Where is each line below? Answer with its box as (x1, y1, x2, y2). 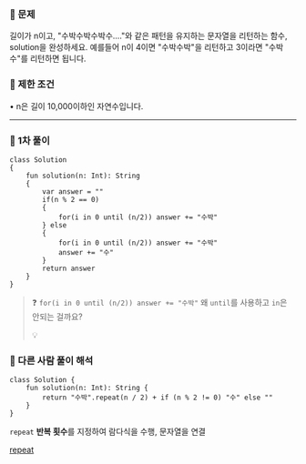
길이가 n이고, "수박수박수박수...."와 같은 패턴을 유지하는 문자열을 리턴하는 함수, (9, 30, 289, 42)
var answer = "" (42, 187, 104, 197)
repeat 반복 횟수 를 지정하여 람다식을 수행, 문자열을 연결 (9, 426, 207, 438)
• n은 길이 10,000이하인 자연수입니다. (9, 100, 144, 111)
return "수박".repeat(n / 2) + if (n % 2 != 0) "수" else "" (42, 393, 273, 402)
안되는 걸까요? (31, 311, 84, 322)
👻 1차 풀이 (9, 134, 50, 146)
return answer (42, 264, 96, 273)
